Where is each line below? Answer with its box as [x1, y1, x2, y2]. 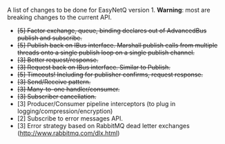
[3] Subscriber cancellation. [17, 92, 97, 101]
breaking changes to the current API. [7, 13, 112, 21]
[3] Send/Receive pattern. [17, 78, 91, 85]
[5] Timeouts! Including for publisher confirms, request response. [17, 70, 204, 79]
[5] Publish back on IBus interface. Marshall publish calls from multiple [17, 41, 218, 49]
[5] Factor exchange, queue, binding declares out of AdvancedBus [17, 27, 207, 34]
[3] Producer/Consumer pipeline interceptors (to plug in [17, 100, 176, 107]
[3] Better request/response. [17, 56, 99, 64]
